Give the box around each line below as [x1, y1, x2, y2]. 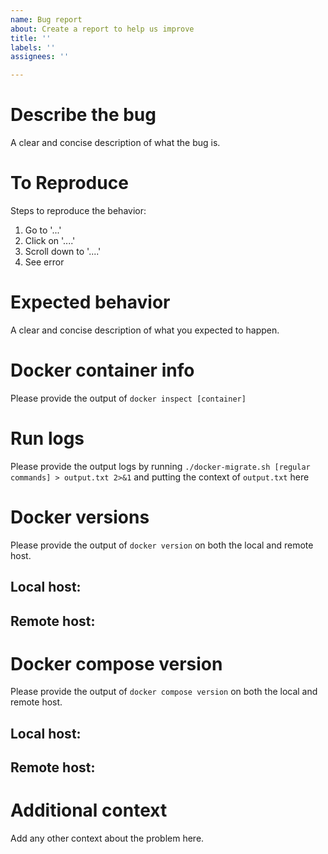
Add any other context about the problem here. [10, 832, 205, 845]
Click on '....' [24, 235, 76, 246]
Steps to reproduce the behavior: [10, 205, 147, 216]
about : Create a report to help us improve [10, 24, 195, 34]
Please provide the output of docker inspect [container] [10, 392, 247, 404]
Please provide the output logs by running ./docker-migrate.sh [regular [10, 460, 311, 472]
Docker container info [10, 359, 195, 382]
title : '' [10, 33, 52, 43]
